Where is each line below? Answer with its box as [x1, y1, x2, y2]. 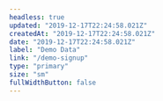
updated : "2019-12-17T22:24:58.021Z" [9, 21, 148, 30]
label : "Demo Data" [9, 46, 81, 54]
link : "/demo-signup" [9, 54, 89, 62]
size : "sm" [9, 70, 49, 79]
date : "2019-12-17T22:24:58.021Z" [9, 37, 137, 47]
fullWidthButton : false [9, 78, 97, 87]
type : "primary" [9, 62, 69, 71]
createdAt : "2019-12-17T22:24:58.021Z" [9, 29, 156, 38]
